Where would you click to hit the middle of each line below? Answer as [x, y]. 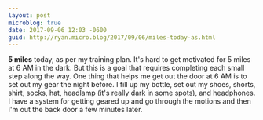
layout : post [29, 15]
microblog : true [35, 23]
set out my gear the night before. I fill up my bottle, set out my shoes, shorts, [132, 85]
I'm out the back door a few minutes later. [75, 110]
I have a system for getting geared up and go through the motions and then [130, 101]
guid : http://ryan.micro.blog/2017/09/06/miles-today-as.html [112, 37]
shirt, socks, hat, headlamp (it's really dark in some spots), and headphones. [132, 93]
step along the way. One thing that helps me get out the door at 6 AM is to [128, 76]
